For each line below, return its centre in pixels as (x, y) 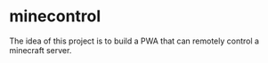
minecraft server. (41, 50)
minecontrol (55, 16)
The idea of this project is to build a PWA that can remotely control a (134, 41)
